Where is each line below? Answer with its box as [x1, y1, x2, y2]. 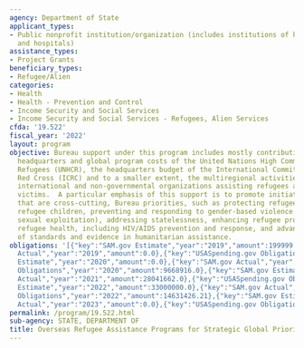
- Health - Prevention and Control [9, 97, 144, 107]
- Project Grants [9, 55, 75, 64]
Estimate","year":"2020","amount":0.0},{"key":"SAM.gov [17, 257, 233, 267]
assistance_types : [9, 47, 79, 56]
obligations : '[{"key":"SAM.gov [9, 241, 131, 250]
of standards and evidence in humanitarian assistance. [17, 232, 233, 241]
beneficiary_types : [9, 64, 83, 73]
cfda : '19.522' [9, 123, 67, 132]
